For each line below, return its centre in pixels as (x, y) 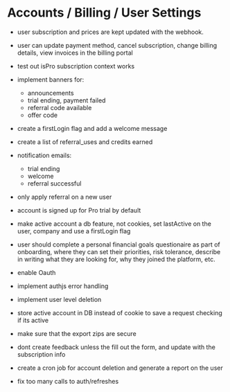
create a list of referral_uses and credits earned (85, 142)
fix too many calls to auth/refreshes (68, 381)
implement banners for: (51, 79)
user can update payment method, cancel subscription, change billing (117, 45)
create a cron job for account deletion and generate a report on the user (120, 368)
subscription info (41, 354)
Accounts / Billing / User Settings (104, 13)
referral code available (60, 107)
